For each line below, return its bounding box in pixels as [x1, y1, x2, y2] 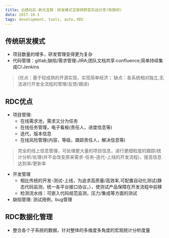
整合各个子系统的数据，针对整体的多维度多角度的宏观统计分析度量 [12, 227, 150, 233]
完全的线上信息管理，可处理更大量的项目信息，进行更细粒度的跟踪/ [17, 148, 157, 153]
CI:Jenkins [17, 64, 39, 70]
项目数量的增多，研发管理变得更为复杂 [12, 51, 93, 57]
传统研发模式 [5, 36, 46, 46]
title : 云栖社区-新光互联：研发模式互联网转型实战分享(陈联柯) [5, 7, 122, 13]
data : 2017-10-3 [5, 12, 39, 17]
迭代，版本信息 [20, 131, 52, 137]
